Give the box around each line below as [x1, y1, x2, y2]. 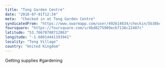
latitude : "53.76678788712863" [5, 30, 69, 35]
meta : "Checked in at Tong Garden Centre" [5, 16, 96, 21]
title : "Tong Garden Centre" [5, 7, 65, 12]
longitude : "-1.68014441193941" [5, 35, 71, 40]
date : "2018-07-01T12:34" [5, 12, 58, 17]
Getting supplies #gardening [5, 57, 63, 63]
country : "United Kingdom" [5, 44, 60, 49]
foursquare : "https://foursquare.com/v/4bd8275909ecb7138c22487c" [5, 26, 144, 31]
